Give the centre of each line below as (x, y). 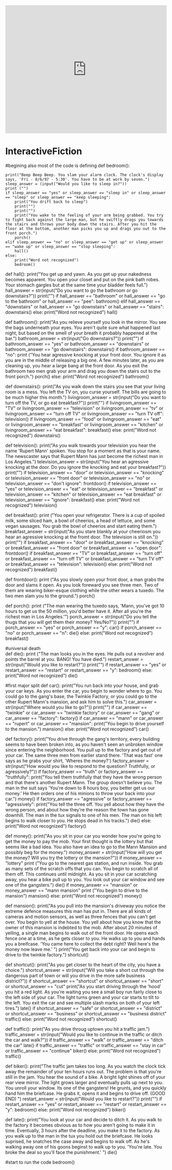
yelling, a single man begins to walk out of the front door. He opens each (82, 933)
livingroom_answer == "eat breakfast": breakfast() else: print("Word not (81, 430)
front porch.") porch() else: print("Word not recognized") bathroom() (77, 377)
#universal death (23, 648)
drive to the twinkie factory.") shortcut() (47, 954)
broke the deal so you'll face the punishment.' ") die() (61, 1152)
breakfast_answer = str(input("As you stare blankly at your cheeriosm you (83, 531)
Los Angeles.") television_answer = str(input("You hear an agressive (77, 462)
